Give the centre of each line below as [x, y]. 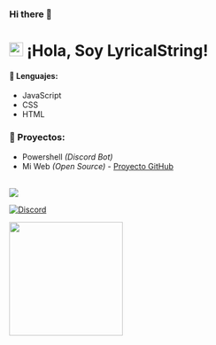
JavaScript [42, 96]
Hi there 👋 [31, 14]
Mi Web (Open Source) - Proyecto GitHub [98, 166]
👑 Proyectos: [37, 137]
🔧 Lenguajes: [34, 75]
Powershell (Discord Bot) [67, 157]
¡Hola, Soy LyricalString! [117, 51]
